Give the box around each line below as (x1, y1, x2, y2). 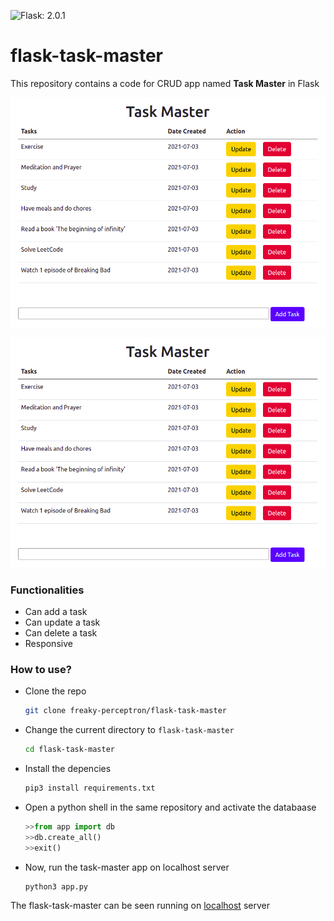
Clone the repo (24, 685, 87, 697)
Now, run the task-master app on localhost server (24, 861, 230, 873)
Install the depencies (24, 763, 112, 774)
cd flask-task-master (24, 745, 115, 755)
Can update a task (24, 616, 101, 628)
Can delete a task (24, 626, 98, 639)
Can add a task (24, 605, 88, 617)
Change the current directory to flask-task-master (24, 724, 235, 736)
